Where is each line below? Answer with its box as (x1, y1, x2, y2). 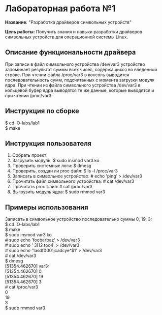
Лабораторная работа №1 (5, 3, 116, 14)
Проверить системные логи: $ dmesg (12, 163, 92, 169)
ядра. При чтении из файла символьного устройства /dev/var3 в (5, 82, 141, 88)
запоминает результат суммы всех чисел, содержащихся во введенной (5, 66, 157, 72)
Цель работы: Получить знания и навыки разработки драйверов (5, 29, 143, 34)
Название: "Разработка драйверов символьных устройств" (5, 19, 132, 25)
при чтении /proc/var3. (5, 92, 53, 98)
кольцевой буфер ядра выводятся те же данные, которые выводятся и (5, 87, 154, 93)
